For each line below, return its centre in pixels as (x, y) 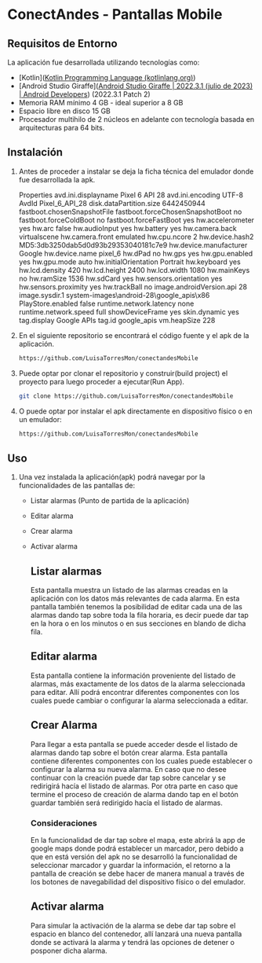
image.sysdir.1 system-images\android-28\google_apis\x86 (114, 295)
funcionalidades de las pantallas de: (77, 486)
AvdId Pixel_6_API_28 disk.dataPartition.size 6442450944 (112, 203)
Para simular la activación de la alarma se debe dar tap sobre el (133, 925)
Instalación (35, 152)
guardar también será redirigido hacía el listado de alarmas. (126, 803)
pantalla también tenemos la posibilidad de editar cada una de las (136, 607)
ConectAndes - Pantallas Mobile (115, 15)
